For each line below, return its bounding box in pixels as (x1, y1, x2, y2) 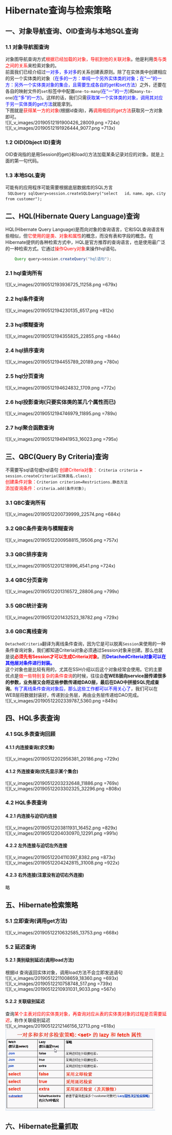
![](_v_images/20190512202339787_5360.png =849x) (5, 697, 118, 703)
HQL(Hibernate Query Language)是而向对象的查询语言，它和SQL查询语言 (5, 226, 160, 232)
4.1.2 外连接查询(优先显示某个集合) (5, 768, 78, 774)
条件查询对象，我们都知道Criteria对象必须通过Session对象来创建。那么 (5, 647, 155, 653)
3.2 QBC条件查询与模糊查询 (5, 525, 74, 532)
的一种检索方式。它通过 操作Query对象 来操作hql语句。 (5, 246, 119, 252)
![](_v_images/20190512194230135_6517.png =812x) (5, 307, 114, 314)
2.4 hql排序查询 (5, 347, 45, 354)
